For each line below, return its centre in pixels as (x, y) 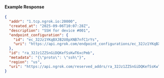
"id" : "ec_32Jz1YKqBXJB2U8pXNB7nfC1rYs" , (56, 39)
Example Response (24, 7)
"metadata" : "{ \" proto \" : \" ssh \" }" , (47, 58)
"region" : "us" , (25, 62)
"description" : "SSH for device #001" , (50, 31)
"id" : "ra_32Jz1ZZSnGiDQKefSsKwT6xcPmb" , (52, 53)
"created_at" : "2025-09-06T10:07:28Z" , (50, 26)
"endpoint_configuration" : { (39, 35)
